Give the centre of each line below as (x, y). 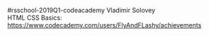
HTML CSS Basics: (35, 18)
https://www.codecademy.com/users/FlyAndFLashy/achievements (104, 25)
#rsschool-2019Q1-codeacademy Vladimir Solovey (81, 10)
